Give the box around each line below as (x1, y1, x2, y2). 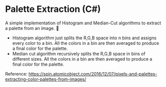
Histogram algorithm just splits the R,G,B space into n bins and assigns (12, 35, 157, 41)
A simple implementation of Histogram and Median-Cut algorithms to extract (5, 20, 162, 26)
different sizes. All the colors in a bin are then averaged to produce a (12, 56, 153, 62)
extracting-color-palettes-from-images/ (5, 76, 87, 82)
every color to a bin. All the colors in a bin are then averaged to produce (12, 40, 160, 46)
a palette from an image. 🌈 (5, 25, 59, 31)
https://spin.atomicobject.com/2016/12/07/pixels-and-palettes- (28, 71, 158, 77)
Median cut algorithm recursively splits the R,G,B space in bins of (12, 51, 146, 57)
